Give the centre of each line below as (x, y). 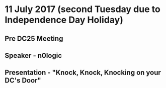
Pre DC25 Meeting (34, 38)
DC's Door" (23, 81)
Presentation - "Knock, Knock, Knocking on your (83, 73)
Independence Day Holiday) (64, 20)
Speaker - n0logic (33, 56)
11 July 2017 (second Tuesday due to (82, 9)
